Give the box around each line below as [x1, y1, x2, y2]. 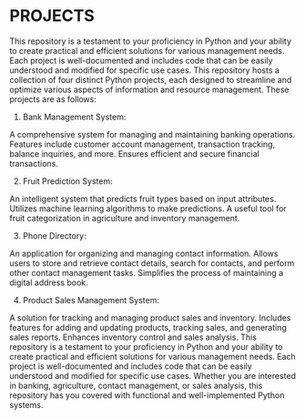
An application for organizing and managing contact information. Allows [9, 248, 279, 259]
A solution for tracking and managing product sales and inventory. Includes [9, 312, 291, 323]
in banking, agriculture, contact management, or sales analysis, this [9, 380, 263, 391]
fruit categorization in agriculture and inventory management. [9, 212, 240, 223]
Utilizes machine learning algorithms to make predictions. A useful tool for [9, 202, 287, 214]
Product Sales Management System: [22, 294, 160, 305]
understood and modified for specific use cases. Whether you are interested [9, 370, 296, 381]
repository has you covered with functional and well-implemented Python [9, 389, 285, 401]
